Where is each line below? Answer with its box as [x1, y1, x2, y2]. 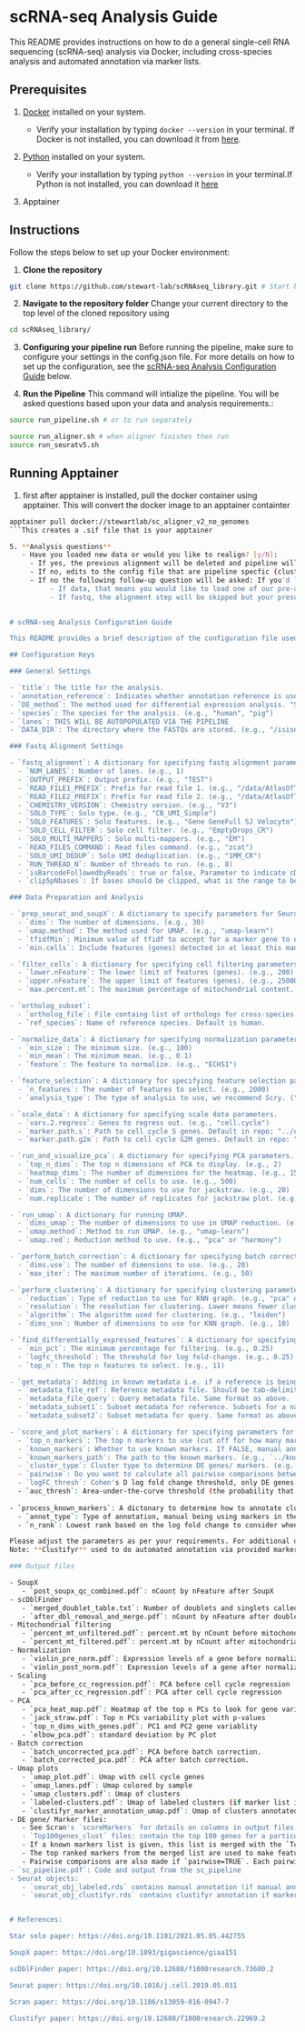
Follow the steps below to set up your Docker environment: [9, 246, 230, 257]
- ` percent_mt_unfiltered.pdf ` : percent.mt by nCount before [21, 1629, 258, 1638]
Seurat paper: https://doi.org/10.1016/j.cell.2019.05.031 [9, 1980, 238, 1990]
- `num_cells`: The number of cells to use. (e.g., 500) [17, 1176, 238, 1186]
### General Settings [9, 666, 92, 676]
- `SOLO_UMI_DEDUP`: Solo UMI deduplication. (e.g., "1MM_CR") [17, 851, 261, 860]
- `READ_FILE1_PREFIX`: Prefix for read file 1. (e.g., [17, 784, 233, 793]
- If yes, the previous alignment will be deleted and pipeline [29, 559, 279, 568]
